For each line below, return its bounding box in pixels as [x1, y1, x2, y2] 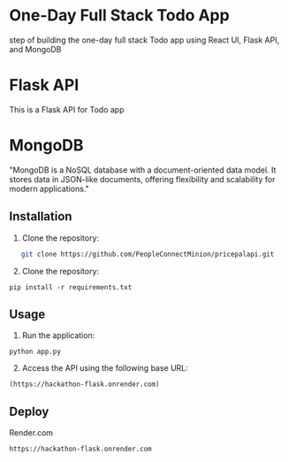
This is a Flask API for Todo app [9, 104, 125, 115]
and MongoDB [9, 43, 62, 54]
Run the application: [21, 330, 95, 341]
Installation [9, 209, 72, 224]
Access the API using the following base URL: [21, 363, 188, 373]
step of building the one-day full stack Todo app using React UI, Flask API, [9, 35, 280, 45]
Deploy [9, 404, 49, 419]
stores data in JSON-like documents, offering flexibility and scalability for [9, 173, 276, 184]
